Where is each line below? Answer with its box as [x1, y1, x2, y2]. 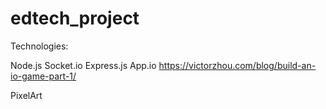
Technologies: [10, 40, 69, 52]
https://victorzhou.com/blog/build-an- [158, 59, 317, 71]
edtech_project [10, 7, 140, 30]
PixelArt [10, 89, 43, 101]
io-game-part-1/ [10, 70, 77, 82]
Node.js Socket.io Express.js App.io [10, 59, 157, 71]
